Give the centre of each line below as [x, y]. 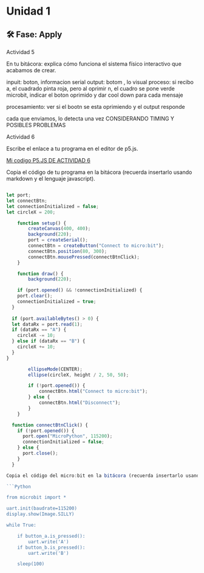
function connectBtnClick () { [50, 425]
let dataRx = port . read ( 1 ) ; [47, 324]
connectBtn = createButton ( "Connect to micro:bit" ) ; [96, 246]
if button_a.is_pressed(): [51, 536]
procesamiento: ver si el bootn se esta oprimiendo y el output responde [96, 107]
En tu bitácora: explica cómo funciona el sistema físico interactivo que [94, 64]
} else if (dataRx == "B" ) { [49, 341]
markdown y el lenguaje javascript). [51, 179]
